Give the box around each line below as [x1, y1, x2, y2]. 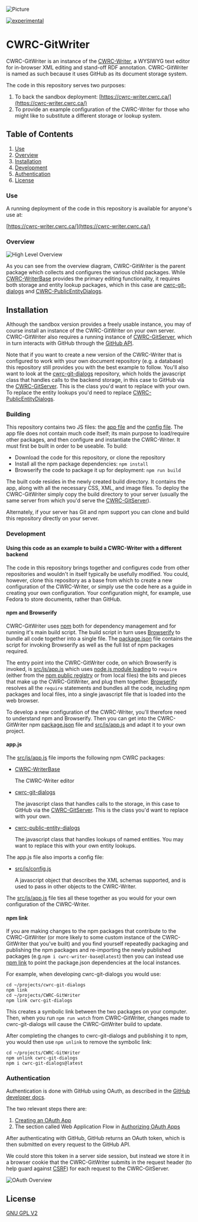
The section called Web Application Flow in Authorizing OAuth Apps [14, 1123, 180, 1131]
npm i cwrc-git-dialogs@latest [6, 1060, 83, 1066]
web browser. [6, 697, 40, 704]
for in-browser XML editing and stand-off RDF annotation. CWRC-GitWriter [6, 64, 189, 71]
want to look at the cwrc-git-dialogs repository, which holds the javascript [6, 370, 186, 377]
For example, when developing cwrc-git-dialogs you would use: [6, 971, 161, 978]
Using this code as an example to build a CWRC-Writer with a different [6, 544, 182, 552]
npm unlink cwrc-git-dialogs [6, 1055, 78, 1061]
